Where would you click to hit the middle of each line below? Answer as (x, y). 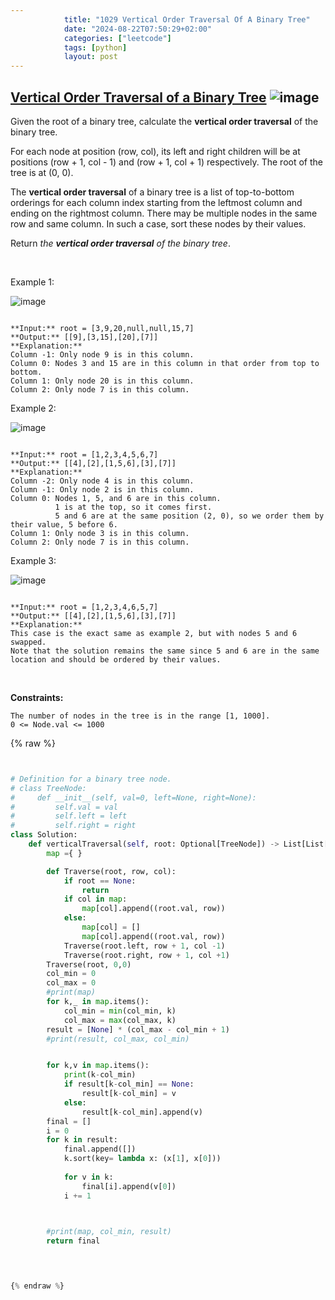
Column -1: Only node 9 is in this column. (102, 354)
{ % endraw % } (37, 1286)
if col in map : (95, 899)
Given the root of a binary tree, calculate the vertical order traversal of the (164, 121)
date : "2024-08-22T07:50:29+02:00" (138, 29)
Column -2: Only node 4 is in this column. (102, 481)
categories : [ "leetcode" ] (117, 38)
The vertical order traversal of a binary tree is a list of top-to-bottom (152, 192)
